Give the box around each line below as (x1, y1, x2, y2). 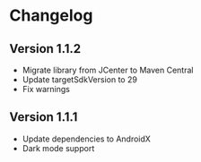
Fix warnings (22, 84, 70, 94)
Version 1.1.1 (9, 109, 78, 125)
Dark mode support (22, 142, 95, 153)
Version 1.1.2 (9, 41, 82, 56)
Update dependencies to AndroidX (22, 133, 151, 144)
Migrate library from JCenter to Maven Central (22, 64, 194, 75)
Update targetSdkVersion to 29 (22, 74, 137, 85)
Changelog (9, 5, 93, 26)
